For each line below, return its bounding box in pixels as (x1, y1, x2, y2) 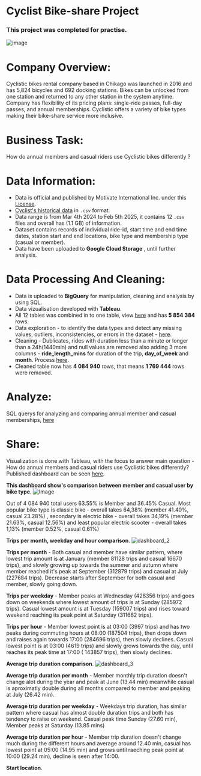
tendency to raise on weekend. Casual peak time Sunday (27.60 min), (6, 715, 178, 723)
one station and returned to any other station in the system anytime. (6, 93, 174, 100)
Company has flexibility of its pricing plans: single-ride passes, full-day (6, 99, 182, 106)
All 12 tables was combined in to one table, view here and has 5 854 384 (14, 311, 195, 319)
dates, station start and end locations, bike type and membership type (14, 233, 189, 240)
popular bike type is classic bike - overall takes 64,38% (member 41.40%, (6, 506, 189, 513)
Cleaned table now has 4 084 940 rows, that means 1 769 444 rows (14, 362, 185, 370)
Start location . (6, 765, 43, 772)
